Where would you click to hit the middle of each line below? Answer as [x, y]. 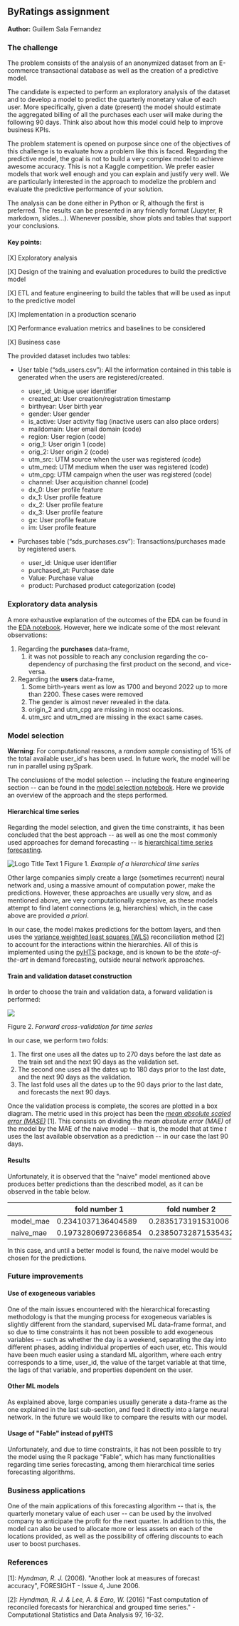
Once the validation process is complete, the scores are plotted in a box [113, 1106]
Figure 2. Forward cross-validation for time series [80, 1027]
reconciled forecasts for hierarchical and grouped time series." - [101, 1607]
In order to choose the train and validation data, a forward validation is [110, 992]
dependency [47, 664]
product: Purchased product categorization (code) [102, 586]
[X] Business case [34, 342]
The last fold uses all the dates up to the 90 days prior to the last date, [120, 1084]
